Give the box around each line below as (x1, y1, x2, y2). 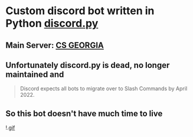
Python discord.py (5, 17, 99, 30)
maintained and (5, 69, 64, 79)
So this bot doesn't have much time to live (5, 108, 163, 119)
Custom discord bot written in (5, 4, 155, 18)
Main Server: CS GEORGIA (5, 40, 104, 50)
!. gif (5, 124, 15, 131)
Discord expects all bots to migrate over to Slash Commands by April (19, 85, 188, 92)
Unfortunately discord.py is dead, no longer (5, 60, 170, 70)
